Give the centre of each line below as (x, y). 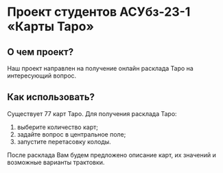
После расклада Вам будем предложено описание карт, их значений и (111, 154)
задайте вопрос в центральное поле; (71, 134)
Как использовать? (51, 97)
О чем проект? (40, 52)
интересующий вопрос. (42, 76)
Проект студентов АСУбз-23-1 (99, 12)
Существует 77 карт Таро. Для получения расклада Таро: (92, 113)
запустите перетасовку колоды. (64, 141)
